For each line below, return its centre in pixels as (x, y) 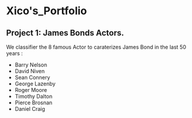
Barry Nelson (31, 65)
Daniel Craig (30, 109)
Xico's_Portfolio (47, 11)
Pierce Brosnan (33, 103)
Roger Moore (31, 90)
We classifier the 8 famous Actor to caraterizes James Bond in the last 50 (96, 47)
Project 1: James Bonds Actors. (65, 33)
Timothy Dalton (34, 96)
